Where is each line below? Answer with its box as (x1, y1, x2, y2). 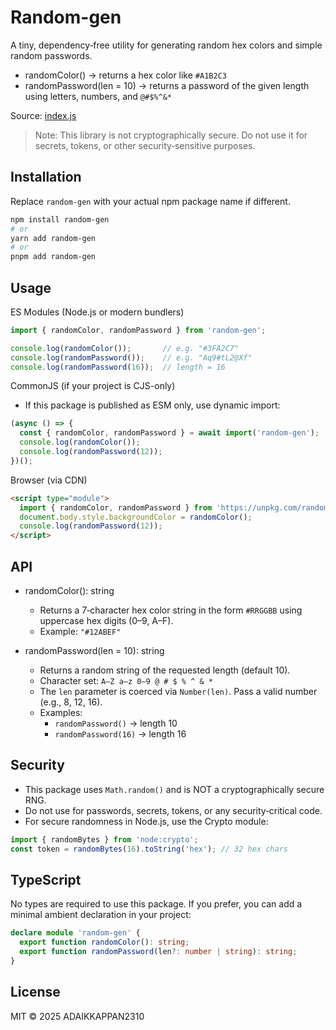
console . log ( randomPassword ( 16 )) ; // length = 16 (10, 362, 226, 372)
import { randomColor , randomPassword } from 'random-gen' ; (10, 325, 267, 335)
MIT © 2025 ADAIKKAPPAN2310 (10, 1010, 145, 1022)
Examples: (39, 707, 83, 718)
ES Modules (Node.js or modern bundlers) (10, 306, 185, 318)
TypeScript (10, 871, 82, 888)
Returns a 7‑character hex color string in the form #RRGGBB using (39, 604, 303, 616)
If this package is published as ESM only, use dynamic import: (24, 399, 281, 411)
